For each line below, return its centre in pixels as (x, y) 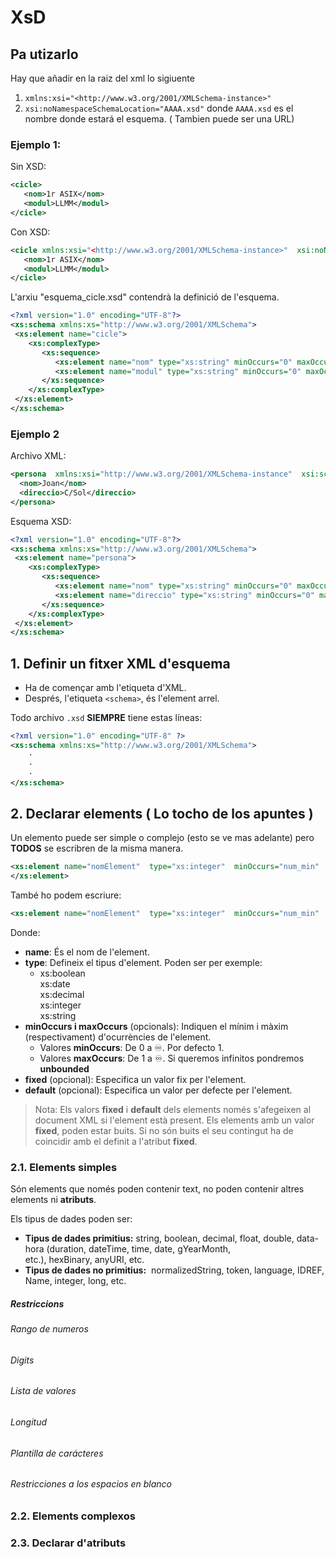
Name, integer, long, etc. (75, 1281)
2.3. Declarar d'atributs (68, 1543)
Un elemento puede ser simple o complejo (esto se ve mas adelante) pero (162, 838)
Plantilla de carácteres (57, 1453)
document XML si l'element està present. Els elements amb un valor (174, 1120)
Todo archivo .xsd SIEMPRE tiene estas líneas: (106, 718)
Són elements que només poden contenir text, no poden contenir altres (157, 1189)
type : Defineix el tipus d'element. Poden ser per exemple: (143, 962)
